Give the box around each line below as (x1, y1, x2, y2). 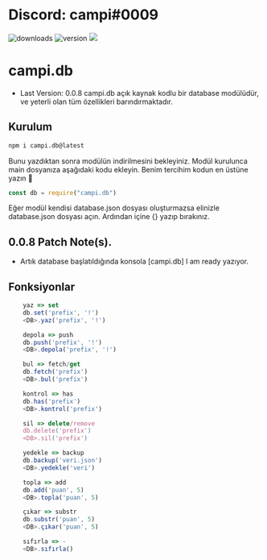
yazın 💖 (8, 173, 34, 183)
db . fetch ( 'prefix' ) (23, 368, 88, 376)
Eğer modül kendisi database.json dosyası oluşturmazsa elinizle (8, 203, 220, 213)
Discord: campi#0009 (8, 6, 159, 24)
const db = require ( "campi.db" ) (8, 189, 117, 197)
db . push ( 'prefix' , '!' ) (23, 338, 103, 346)
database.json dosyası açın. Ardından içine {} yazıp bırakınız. (8, 212, 211, 222)
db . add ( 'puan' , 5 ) (23, 486, 84, 494)
